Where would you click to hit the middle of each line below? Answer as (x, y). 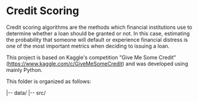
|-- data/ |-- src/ (26, 93)
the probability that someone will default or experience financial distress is (97, 40)
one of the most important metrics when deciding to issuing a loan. (88, 46)
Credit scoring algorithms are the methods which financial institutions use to (99, 27)
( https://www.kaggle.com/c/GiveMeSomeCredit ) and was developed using (97, 64)
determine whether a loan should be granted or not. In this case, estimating (98, 33)
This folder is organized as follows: (49, 81)
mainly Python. (24, 70)
